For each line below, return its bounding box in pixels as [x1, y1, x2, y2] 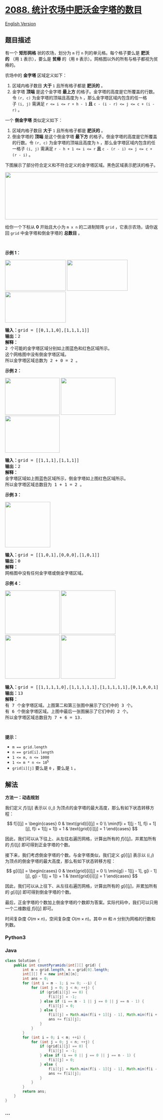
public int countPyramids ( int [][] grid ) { [14, 963, 101, 968]
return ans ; [22, 1089, 47, 1094]
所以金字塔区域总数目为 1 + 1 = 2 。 [5, 481, 84, 487]
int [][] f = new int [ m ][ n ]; [22, 972, 79, 977]
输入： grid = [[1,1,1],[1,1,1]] [5, 457, 80, 463]
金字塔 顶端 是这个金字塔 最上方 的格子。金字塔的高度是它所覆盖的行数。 [12, 88, 158, 95]
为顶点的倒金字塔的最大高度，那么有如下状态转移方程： [5, 858, 115, 864]
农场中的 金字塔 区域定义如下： [5, 72, 67, 78]
